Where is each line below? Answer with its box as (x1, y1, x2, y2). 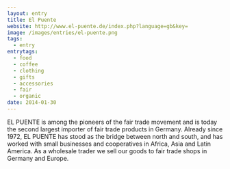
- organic (13, 93, 41, 100)
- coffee (13, 61, 38, 68)
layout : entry (7, 10, 48, 17)
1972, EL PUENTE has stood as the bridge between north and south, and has (7, 132, 223, 140)
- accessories (13, 80, 53, 87)
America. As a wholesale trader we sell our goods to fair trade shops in (7, 146, 207, 155)
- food (13, 55, 32, 62)
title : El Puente (7, 16, 57, 23)
